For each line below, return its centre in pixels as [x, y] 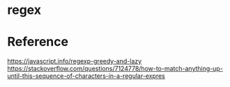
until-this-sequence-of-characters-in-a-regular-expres [86, 76]
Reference [38, 42]
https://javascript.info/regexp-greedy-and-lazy [75, 61]
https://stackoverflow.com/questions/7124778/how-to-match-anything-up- [115, 69]
